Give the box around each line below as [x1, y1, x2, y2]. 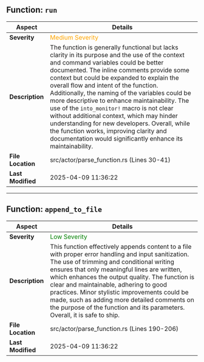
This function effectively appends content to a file [50, 242, 192, 251]
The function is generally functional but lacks [50, 43, 178, 51]
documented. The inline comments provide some [50, 66, 190, 74]
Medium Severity [50, 33, 99, 41]
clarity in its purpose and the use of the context [50, 50, 185, 59]
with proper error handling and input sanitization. [50, 249, 189, 258]
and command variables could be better [50, 58, 164, 66]
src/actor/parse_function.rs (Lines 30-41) [50, 155, 171, 164]
